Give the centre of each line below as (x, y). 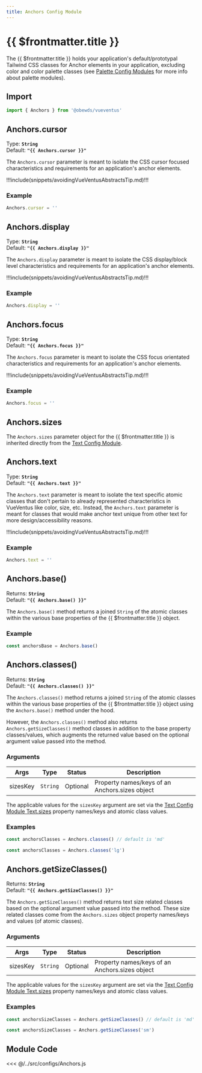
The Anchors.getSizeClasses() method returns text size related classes (94, 902)
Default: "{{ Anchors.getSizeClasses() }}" (60, 890)
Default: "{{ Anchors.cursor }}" (47, 150)
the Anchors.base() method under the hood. (61, 710)
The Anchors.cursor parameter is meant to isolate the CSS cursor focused (98, 162)
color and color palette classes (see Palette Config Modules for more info (97, 71)
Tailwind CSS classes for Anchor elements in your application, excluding (96, 65)
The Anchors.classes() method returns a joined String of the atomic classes (101, 697)
